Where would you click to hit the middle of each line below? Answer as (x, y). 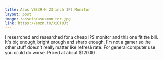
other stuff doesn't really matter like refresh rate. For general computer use (80, 47)
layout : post (18, 14)
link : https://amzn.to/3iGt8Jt (37, 23)
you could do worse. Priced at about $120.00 (50, 53)
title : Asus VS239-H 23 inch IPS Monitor (48, 10)
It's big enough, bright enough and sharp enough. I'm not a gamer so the (78, 42)
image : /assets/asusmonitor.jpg (38, 19)
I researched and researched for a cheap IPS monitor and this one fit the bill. (81, 37)
